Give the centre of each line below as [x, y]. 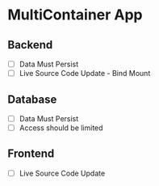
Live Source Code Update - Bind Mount [85, 74]
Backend [30, 45]
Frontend [31, 154]
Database [32, 99]
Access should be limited [61, 128]
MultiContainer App [75, 15]
